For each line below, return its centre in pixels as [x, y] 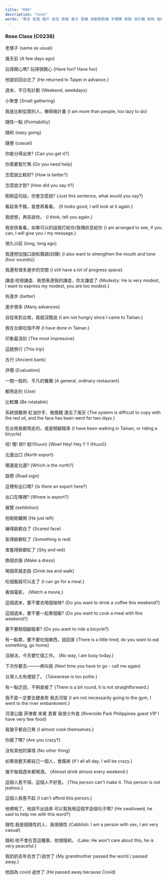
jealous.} [14, 788]
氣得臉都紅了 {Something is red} [38, 539]
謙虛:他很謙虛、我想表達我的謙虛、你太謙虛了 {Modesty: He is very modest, [83, 280]
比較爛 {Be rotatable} [27, 402]
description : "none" [27, 14]
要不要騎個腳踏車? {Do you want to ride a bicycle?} [57, 629]
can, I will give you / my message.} [41, 233]
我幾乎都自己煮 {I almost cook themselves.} [50, 729]
